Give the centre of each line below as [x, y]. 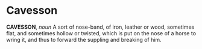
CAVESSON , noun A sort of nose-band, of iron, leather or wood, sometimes [100, 27]
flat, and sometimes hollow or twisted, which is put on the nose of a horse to [101, 33]
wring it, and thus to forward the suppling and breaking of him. [84, 39]
